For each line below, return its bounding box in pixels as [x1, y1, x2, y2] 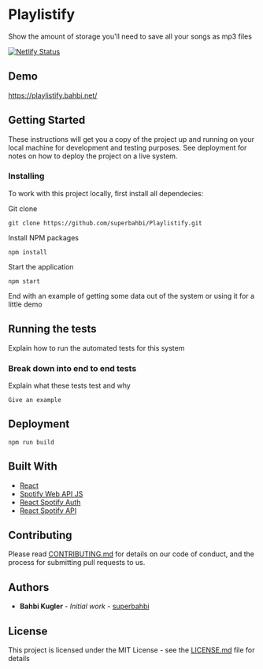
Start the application [8, 262, 74, 271]
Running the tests [8, 322, 97, 336]
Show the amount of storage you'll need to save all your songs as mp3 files [8, 32, 252, 41]
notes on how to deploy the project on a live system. [8, 151, 178, 161]
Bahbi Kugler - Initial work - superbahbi [19, 601, 150, 611]
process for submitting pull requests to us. [8, 558, 146, 567]
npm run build [8, 438, 55, 446]
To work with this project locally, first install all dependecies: [8, 188, 204, 198]
